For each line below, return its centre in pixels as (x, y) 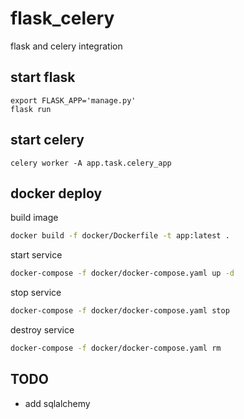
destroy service (42, 330)
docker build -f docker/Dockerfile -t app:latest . (120, 236)
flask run (31, 109)
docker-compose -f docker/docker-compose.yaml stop (120, 311)
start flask (43, 77)
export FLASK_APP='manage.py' (73, 100)
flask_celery (62, 18)
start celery (47, 140)
